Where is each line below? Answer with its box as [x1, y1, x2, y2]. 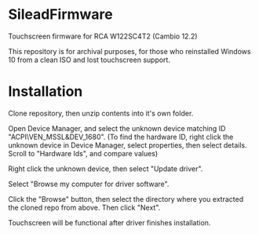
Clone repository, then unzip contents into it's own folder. [8, 108, 194, 118]
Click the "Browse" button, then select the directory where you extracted [8, 194, 244, 203]
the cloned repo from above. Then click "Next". [8, 203, 161, 212]
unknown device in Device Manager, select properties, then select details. [8, 140, 247, 150]
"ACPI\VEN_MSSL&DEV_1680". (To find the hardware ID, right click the [8, 132, 234, 141]
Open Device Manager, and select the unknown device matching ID [8, 123, 226, 133]
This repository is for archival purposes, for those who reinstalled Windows [8, 46, 251, 56]
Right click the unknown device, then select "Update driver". [8, 163, 203, 174]
